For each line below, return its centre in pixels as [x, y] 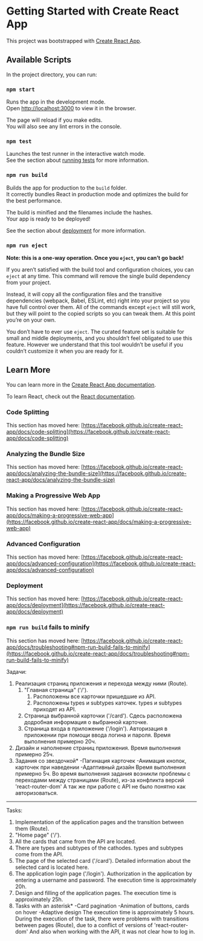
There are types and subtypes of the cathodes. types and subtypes [99, 848]
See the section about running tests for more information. [78, 160]
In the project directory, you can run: [52, 75]
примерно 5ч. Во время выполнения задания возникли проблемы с [103, 773]
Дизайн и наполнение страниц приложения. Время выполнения [98, 748]
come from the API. [39, 854]
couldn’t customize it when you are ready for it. [65, 351]
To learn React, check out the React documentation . [71, 396]
